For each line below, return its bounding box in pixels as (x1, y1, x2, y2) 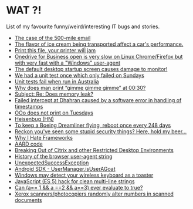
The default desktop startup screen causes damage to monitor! (14, 65, 168, 72)
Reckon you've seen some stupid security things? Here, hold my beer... (14, 127, 187, 135)
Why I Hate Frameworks (14, 134, 73, 141)
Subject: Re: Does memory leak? (14, 90, 94, 97)
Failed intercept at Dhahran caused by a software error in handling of (14, 96, 182, 103)
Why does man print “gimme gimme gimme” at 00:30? (14, 84, 146, 91)
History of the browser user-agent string (14, 153, 113, 160)
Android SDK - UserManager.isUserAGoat (14, 165, 116, 172)
